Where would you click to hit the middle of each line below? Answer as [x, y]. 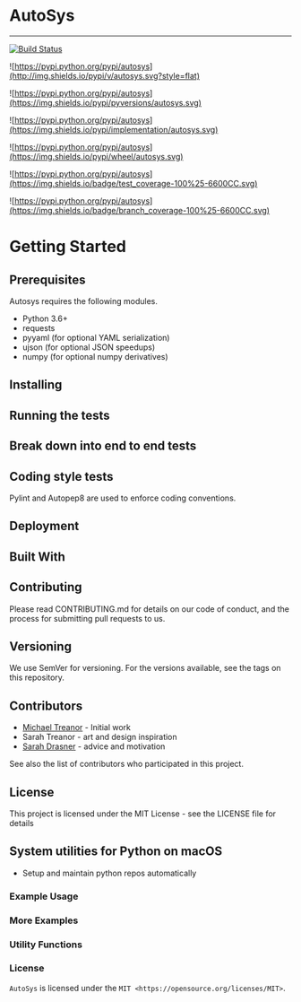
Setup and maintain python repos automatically [109, 873]
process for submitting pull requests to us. [87, 618]
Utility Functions [46, 945]
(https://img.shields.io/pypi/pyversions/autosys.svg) [105, 102]
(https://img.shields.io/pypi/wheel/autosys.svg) [96, 156]
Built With [37, 557]
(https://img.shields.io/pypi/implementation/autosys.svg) [114, 129]
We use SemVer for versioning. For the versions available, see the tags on [145, 668]
